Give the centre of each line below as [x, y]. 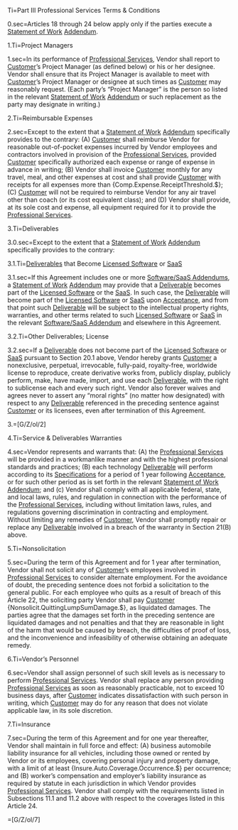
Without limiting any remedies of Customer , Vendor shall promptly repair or [117, 520]
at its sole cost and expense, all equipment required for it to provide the [112, 207]
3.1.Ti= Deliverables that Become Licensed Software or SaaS [95, 263]
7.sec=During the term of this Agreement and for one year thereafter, [108, 738]
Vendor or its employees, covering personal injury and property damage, [114, 760]
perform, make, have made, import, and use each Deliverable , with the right [118, 380]
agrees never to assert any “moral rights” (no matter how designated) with [116, 395]
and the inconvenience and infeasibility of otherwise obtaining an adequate [118, 638]
